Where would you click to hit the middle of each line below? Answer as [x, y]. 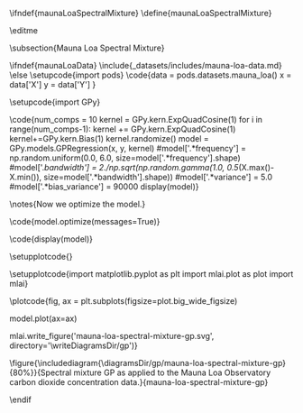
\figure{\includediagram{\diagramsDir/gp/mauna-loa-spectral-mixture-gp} [148, 363]
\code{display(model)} [51, 239]
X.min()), [26, 177]
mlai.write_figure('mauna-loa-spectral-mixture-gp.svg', [112, 336]
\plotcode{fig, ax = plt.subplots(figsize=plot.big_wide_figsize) [124, 301]
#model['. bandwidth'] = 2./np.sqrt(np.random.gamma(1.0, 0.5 [124, 167]
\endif [20, 399]
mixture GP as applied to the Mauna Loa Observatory [172, 372]
